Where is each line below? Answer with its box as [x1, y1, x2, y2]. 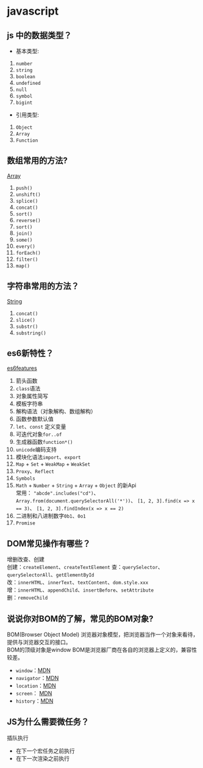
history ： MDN [15, 697, 54, 705]
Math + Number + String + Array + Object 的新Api [15, 482, 137, 489]
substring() [15, 330, 46, 336]
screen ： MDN [15, 690, 52, 697]
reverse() [15, 217, 41, 223]
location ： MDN [15, 682, 57, 689]
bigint [15, 100, 33, 106]
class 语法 [15, 385, 41, 392]
